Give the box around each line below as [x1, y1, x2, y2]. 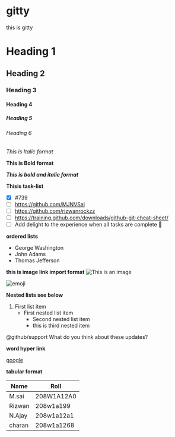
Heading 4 [6, 101, 33, 108]
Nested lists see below [6, 291, 63, 298]
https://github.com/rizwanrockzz [14, 207, 96, 215]
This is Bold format [6, 159, 54, 166]
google [6, 356, 24, 363]
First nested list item [23, 309, 74, 316]
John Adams [14, 250, 46, 257]
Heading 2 [6, 68, 46, 78]
